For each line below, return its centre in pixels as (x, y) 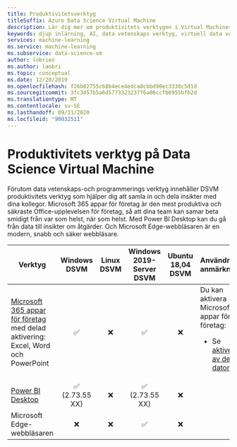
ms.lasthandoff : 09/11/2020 (49, 112)
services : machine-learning (49, 40)
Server (145, 269)
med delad (29, 327)
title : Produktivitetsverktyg (52, 14)
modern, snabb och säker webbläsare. (63, 233)
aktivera (213, 298)
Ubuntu (181, 255)
